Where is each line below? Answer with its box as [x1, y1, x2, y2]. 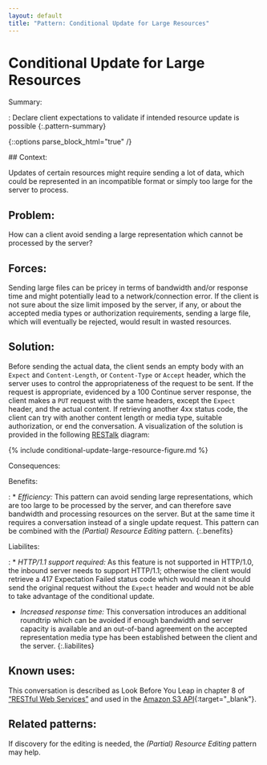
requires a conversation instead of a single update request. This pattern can [8, 517, 259, 527]
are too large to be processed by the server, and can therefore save [8, 500, 232, 510]
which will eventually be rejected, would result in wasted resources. [8, 317, 232, 327]
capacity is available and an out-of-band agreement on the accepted [19, 624, 248, 633]
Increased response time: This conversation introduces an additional [19, 607, 247, 616]
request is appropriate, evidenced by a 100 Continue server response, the [8, 387, 252, 397]
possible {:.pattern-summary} [8, 121, 107, 131]
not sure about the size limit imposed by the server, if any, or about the [8, 300, 242, 310]
